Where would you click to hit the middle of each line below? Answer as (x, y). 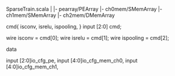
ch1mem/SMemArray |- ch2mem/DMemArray (60, 15)
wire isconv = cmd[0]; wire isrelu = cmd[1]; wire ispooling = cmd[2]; (87, 38)
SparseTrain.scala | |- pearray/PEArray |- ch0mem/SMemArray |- (84, 9)
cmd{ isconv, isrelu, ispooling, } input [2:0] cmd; (64, 27)
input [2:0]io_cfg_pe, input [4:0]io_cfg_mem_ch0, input (72, 61)
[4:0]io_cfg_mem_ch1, (32, 67)
